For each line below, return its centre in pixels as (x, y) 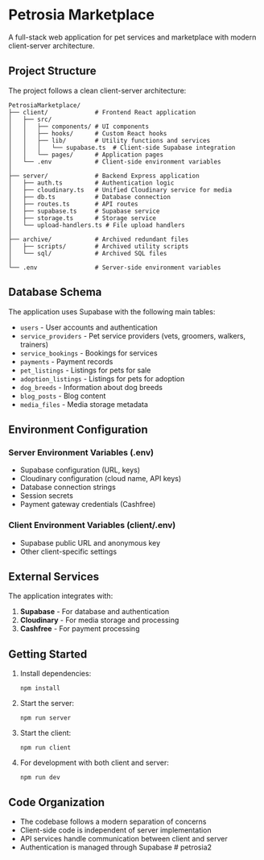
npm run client (45, 748)
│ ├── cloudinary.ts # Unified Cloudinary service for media (120, 190)
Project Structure (52, 71)
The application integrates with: (61, 596)
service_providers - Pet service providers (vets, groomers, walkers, (133, 335)
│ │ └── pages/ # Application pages (86, 155)
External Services (54, 577)
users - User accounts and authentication (89, 327)
